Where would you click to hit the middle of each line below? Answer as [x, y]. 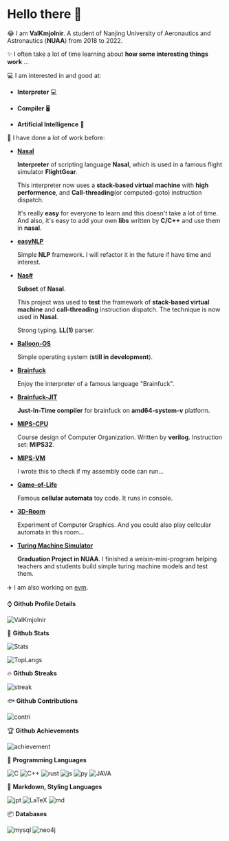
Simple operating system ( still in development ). [85, 357]
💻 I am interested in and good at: [54, 75]
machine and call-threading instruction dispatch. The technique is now [119, 309]
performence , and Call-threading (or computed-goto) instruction [109, 192]
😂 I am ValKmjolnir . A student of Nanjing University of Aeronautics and [109, 33]
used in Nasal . [37, 316]
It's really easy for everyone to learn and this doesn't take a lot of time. [118, 213]
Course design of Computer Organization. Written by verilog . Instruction [119, 437]
